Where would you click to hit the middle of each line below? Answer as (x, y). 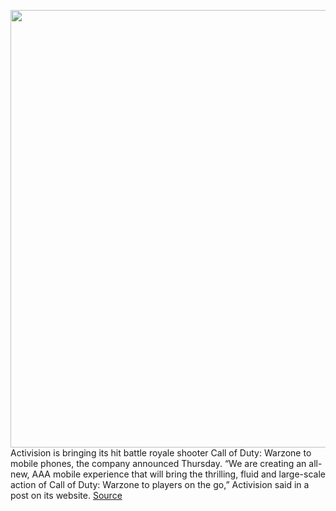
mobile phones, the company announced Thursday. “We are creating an (158, 463)
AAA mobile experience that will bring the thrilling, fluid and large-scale (178, 474)
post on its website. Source (66, 495)
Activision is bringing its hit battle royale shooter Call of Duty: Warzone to (161, 453)
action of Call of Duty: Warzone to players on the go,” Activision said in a (160, 484)
